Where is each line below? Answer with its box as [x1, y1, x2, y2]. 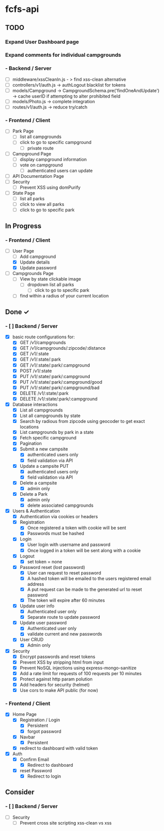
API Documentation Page [12, 173, 64, 179]
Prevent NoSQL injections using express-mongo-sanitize [19, 665, 137, 671]
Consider [5, 788, 35, 797]
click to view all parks [19, 201, 65, 207]
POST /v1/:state [19, 368, 52, 374]
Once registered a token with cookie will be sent [27, 525, 126, 531]
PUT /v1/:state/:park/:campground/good [19, 379, 102, 385]
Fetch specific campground [19, 435, 77, 441]
